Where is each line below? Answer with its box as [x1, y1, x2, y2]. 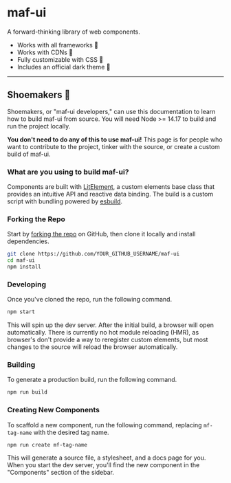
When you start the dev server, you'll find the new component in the [7, 461, 200, 469]
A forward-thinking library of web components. [7, 27, 141, 36]
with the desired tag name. [33, 428, 109, 436]
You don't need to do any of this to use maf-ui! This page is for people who [7, 135, 223, 144]
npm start [7, 308, 36, 315]
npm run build [7, 389, 48, 396]
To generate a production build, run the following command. [7, 376, 177, 384]
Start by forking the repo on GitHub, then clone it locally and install [7, 230, 196, 238]
